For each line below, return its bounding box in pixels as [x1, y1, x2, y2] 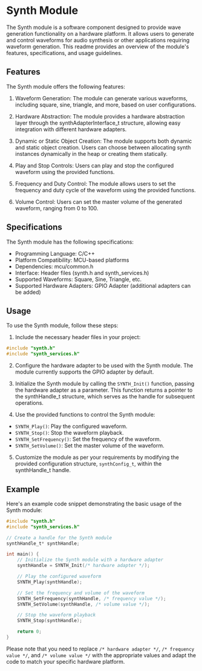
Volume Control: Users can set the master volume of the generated [15, 198, 183, 206]
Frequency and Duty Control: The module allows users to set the [15, 180, 176, 187]
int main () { [6, 551, 39, 557]
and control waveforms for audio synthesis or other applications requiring [6, 36, 190, 44]
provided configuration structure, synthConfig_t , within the [15, 460, 162, 467]
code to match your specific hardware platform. [6, 658, 125, 665]
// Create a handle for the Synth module [6, 534, 112, 541]
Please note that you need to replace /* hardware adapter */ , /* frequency [6, 645, 195, 652]
